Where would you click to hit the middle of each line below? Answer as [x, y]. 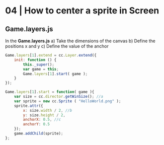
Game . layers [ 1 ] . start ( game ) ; [55, 74]
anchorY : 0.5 [37, 124]
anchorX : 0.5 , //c [42, 120]
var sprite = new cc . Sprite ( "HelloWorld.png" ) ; [68, 101]
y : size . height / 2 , [44, 115]
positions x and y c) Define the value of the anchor [57, 46]
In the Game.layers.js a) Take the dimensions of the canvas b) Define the [80, 41]
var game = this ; [41, 69]
